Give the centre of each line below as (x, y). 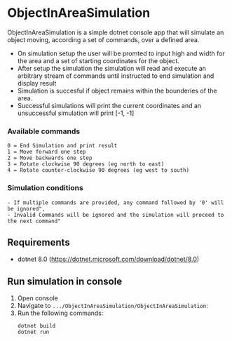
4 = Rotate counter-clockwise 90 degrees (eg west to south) (98, 170)
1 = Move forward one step (47, 152)
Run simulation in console (65, 281)
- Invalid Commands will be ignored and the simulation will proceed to (116, 215)
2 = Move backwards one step (50, 158)
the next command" (34, 221)
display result (37, 83)
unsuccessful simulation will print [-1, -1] (76, 113)
